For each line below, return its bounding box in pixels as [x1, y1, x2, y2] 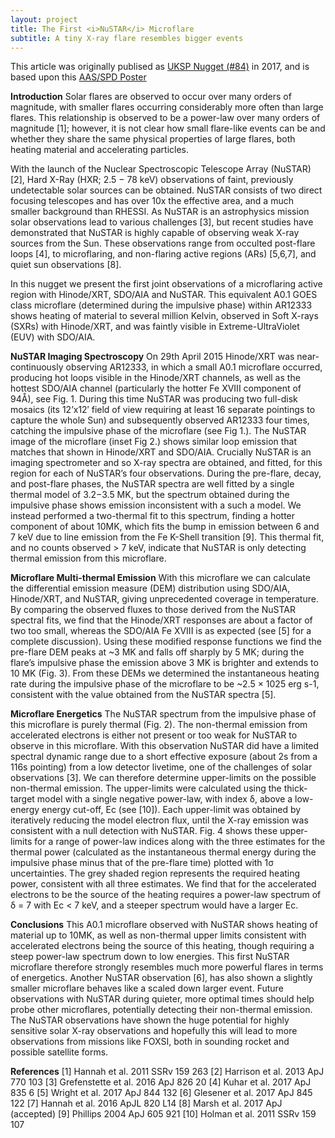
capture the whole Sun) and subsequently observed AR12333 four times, [10, 414, 310, 426]
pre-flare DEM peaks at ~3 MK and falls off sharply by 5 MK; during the [10, 646, 305, 658]
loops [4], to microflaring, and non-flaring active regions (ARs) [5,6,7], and [10, 248, 317, 260]
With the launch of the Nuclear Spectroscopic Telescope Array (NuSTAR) [10, 163, 312, 175]
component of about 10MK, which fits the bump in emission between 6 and [10, 521, 320, 533]
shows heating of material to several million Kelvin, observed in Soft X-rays [10, 310, 319, 322]
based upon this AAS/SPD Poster [10, 71, 147, 83]
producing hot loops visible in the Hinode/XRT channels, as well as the [10, 372, 301, 384]
